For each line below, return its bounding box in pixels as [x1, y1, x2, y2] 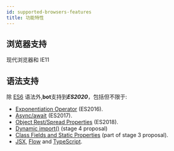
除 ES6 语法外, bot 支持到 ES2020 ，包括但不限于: [6, 93, 127, 101]
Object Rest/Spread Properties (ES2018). [15, 119, 118, 126]
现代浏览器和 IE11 [6, 56, 50, 64]
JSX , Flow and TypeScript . [15, 138, 83, 145]
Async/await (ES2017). [15, 112, 72, 119]
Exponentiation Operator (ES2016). [15, 105, 103, 113]
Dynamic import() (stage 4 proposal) [15, 125, 108, 132]
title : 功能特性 [6, 15, 44, 21]
